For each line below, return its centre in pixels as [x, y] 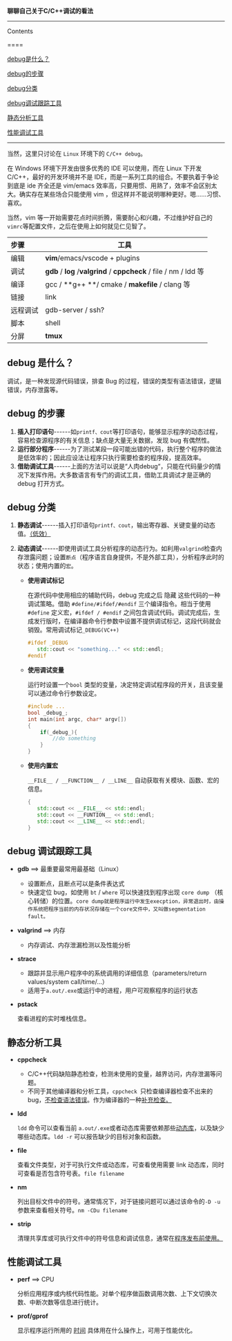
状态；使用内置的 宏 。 [47, 566]
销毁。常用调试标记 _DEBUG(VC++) [73, 630]
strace [27, 959]
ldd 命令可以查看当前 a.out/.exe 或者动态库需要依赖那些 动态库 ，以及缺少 [120, 1128]
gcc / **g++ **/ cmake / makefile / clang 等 [118, 284]
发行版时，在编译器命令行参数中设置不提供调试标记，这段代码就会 [127, 621]
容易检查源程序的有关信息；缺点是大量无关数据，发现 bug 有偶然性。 [115, 440]
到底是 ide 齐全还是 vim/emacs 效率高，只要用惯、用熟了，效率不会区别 [109, 185]
